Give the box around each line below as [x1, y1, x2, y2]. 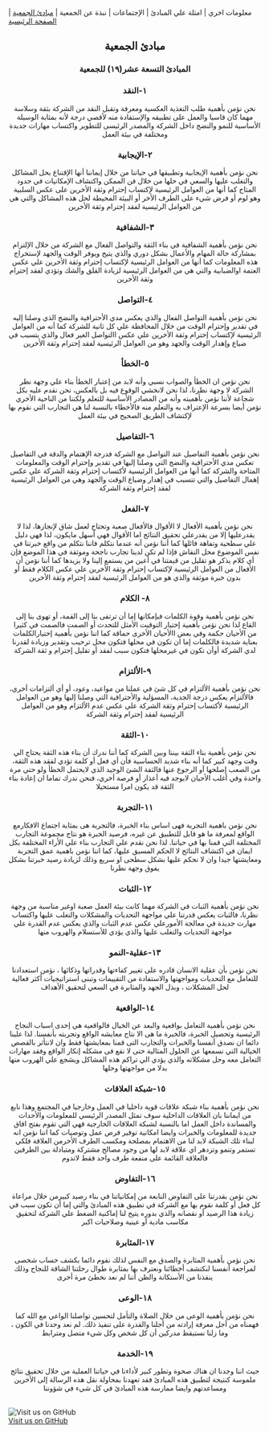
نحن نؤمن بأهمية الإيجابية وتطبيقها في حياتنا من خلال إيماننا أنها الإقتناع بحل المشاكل [11, 167, 259, 177]
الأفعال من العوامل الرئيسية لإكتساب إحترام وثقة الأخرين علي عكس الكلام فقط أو [14, 564, 256, 574]
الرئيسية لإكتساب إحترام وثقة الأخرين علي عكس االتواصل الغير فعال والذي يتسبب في [8, 330, 262, 339]
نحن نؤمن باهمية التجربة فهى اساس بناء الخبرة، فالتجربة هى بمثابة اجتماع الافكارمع [12, 820, 258, 830]
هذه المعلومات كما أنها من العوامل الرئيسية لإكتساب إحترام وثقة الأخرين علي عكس [11, 257, 259, 267]
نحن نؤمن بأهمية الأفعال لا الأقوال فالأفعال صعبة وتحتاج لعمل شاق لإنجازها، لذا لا [17, 521, 253, 531]
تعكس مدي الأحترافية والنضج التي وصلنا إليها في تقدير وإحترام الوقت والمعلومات [15, 458, 255, 467]
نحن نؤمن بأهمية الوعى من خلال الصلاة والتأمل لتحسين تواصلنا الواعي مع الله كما [14, 1311, 255, 1320]
